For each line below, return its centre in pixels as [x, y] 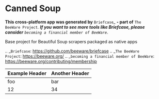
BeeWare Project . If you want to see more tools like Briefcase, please [75, 27]
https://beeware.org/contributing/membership [51, 61]
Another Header [70, 73]
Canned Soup [33, 8]
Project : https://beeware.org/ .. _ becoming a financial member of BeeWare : [80, 56]
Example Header [27, 73]
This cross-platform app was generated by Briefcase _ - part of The [73, 22]
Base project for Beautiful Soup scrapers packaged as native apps [71, 41]
